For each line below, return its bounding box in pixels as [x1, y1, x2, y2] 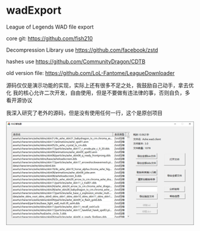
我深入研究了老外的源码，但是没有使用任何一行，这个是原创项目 [6, 109, 162, 116]
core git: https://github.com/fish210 [6, 35, 93, 42]
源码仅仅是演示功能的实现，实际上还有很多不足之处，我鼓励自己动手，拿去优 [6, 82, 194, 89]
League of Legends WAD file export [6, 23, 94, 30]
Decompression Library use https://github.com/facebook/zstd [6, 46, 158, 54]
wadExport [6, 4, 61, 17]
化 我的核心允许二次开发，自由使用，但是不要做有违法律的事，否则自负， [6, 89, 185, 96]
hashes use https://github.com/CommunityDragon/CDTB [6, 58, 146, 65]
